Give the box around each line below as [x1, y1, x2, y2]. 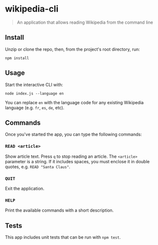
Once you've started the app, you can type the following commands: [5, 132, 142, 138]
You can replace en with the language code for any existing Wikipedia [5, 99, 144, 105]
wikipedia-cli [5, 3, 59, 15]
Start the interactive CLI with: [5, 81, 63, 88]
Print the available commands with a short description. [5, 207, 114, 214]
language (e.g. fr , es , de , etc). [5, 105, 64, 110]
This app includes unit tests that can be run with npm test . [5, 234, 121, 240]
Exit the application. [5, 185, 45, 191]
